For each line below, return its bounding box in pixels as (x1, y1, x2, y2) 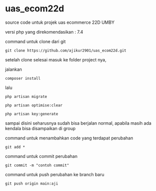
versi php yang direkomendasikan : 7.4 (5, 29, 84, 35)
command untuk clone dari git (5, 38, 66, 45)
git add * (5, 144, 26, 149)
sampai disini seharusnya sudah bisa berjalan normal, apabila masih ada (5, 120, 152, 126)
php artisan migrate (5, 94, 48, 99)
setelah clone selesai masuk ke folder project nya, (5, 56, 107, 62)
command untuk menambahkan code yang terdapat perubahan (5, 135, 133, 141)
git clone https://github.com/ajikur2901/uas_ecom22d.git (5, 48, 126, 53)
